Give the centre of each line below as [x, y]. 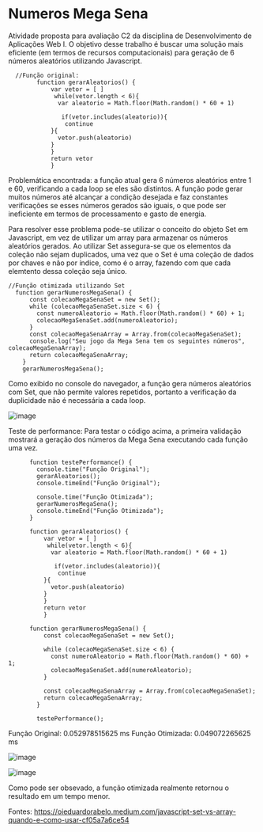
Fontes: [21, 811]
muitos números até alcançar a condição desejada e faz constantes [118, 197]
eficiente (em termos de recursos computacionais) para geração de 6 [121, 52]
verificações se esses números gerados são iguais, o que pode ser [117, 205]
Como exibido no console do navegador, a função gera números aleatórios [130, 383]
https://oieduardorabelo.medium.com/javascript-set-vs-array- [135, 811]
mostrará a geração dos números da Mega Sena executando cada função [128, 439]
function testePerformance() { [81, 462]
